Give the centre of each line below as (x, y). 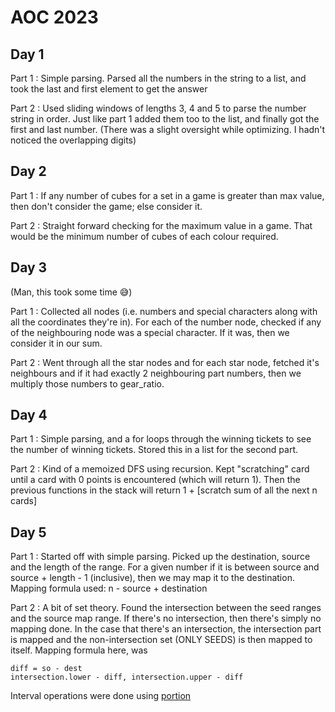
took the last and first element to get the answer (109, 89)
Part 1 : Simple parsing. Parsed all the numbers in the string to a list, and (158, 78)
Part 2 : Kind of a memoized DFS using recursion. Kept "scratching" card (160, 469)
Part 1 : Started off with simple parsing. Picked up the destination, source (160, 557)
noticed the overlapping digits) (73, 140)
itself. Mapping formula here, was (79, 650)
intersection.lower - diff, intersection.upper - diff (127, 677)
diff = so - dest (46, 669)
